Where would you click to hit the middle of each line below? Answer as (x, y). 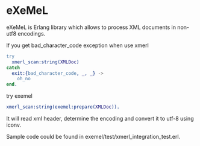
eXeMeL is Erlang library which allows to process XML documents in (91, 27)
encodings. (32, 33)
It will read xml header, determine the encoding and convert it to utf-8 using (100, 119)
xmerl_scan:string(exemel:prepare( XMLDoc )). (63, 107)
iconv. (14, 125)
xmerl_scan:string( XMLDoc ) (45, 62)
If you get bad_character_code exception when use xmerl (77, 45)
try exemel (20, 96)
